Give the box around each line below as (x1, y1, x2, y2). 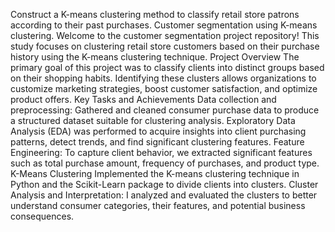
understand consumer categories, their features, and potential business (10, 200, 306, 211)
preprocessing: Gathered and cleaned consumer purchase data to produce (10, 104, 320, 116)
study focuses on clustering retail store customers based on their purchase (10, 40, 320, 52)
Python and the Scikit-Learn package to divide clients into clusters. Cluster (10, 179, 319, 190)
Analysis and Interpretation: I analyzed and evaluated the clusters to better (10, 189, 318, 201)
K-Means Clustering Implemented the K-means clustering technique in (10, 168, 300, 179)
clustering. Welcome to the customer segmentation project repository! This (10, 30, 320, 41)
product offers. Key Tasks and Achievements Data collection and (10, 94, 277, 105)
